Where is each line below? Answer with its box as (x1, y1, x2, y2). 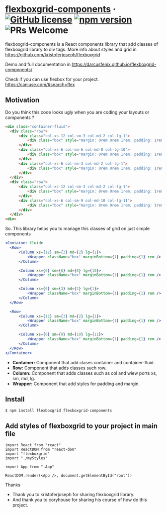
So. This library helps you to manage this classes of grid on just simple (5, 225, 150, 232)
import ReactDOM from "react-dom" (5, 447, 77, 452)
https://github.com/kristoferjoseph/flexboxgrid (5, 51, 100, 58)
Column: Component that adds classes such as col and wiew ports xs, (12, 370, 158, 376)
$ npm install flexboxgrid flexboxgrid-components (5, 408, 112, 413)
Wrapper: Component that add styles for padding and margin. (12, 381, 140, 387)
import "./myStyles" (5, 456, 48, 461)
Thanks (5, 482, 21, 488)
